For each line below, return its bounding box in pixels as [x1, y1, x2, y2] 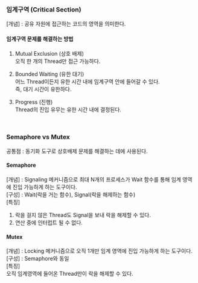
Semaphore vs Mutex [6, 133, 71, 141]
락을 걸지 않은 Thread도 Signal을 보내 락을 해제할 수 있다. [14, 212, 151, 218]
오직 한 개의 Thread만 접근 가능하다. [14, 57, 101, 65]
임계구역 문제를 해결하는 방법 [6, 35, 74, 42]
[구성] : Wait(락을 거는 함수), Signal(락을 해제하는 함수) [6, 191, 136, 198]
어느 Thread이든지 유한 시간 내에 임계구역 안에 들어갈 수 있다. [14, 77, 160, 85]
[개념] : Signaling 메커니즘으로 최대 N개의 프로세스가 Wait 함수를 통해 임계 [6, 176, 181, 183]
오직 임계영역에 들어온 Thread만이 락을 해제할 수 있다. [6, 270, 134, 278]
